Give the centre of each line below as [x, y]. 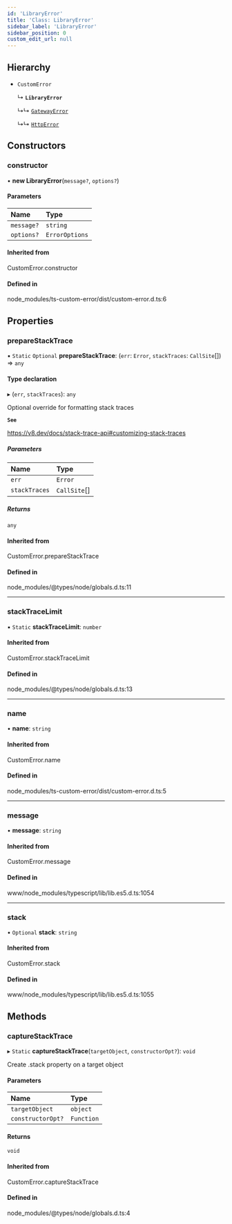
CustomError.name [34, 760]
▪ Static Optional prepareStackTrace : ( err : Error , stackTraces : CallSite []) [114, 355]
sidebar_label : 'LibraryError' [52, 26]
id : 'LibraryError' [35, 13]
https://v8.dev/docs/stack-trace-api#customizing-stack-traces [97, 433]
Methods [27, 1016]
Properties [30, 321]
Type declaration [32, 379]
